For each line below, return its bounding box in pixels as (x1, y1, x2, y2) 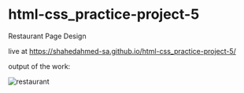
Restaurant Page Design (8, 31, 87, 41)
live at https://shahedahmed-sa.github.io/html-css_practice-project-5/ (8, 46, 236, 55)
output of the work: (8, 61, 71, 71)
